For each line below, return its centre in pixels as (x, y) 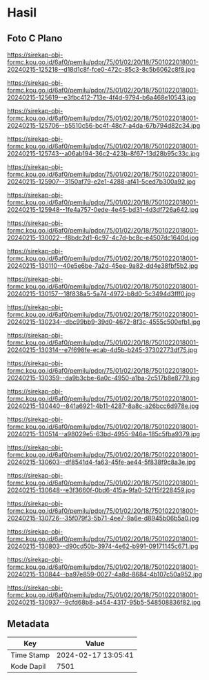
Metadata (28, 624)
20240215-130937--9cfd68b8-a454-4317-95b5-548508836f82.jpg (104, 602)
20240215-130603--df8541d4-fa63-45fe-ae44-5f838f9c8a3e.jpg (102, 462)
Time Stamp (30, 655)
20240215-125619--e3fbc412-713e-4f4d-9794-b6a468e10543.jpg (102, 97)
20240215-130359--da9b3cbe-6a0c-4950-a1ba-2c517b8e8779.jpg (103, 378)
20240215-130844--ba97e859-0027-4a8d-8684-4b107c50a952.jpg (105, 574)
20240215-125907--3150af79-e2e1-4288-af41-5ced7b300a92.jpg (101, 182)
